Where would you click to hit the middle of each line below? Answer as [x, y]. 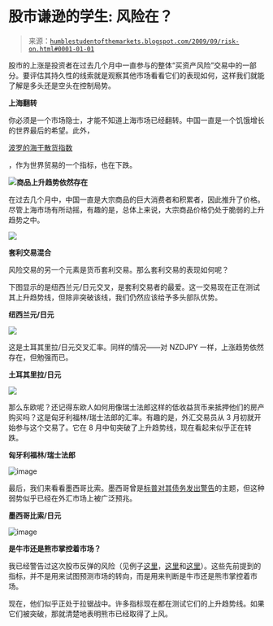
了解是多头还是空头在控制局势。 [62, 85]
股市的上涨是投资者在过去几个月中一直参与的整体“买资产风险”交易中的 [126, 65]
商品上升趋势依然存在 [52, 182]
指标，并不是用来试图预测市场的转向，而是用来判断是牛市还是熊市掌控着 [129, 576]
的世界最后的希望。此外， [51, 130]
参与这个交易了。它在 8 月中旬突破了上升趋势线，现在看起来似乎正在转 [133, 427]
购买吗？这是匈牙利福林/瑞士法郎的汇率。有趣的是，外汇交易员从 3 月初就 [131, 417]
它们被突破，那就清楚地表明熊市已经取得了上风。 [90, 613]
